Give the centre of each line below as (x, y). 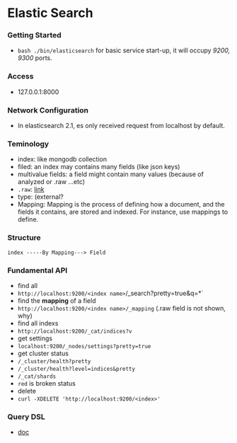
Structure (24, 238)
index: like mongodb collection (62, 159)
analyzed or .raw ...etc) (51, 182)
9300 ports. (35, 58)
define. (28, 219)
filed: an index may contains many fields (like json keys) (99, 167)
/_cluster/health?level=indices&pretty (76, 369)
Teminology (28, 144)
